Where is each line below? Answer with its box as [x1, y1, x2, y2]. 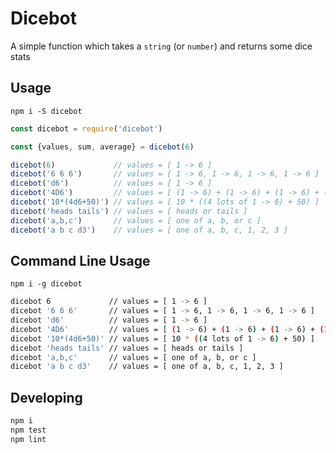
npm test [10, 425, 47, 435]
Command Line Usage [10, 252, 151, 269]
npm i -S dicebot [10, 106, 83, 116]
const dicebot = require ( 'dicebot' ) [10, 123, 163, 134]
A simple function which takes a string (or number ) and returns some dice [10, 40, 313, 52]
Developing [10, 389, 83, 406]
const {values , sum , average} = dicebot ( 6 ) [10, 142, 195, 152]
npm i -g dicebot [10, 279, 83, 289]
